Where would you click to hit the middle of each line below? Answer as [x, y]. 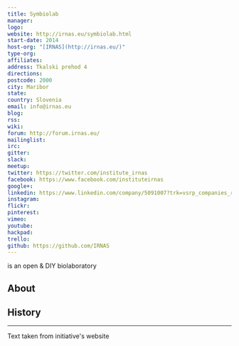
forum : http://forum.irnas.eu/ [54, 133]
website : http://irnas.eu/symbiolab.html [70, 34]
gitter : [19, 153]
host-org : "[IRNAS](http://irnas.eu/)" [67, 47]
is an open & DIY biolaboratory [52, 266]
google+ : [20, 186]
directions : [25, 73]
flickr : [19, 206]
